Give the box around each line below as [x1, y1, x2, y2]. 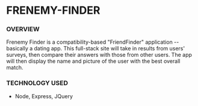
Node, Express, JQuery [14, 92, 73, 99]
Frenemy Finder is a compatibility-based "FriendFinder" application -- [6, 38, 179, 46]
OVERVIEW [6, 25, 40, 34]
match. [6, 64, 23, 71]
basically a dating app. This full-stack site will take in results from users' [6, 45, 185, 52]
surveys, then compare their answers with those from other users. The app [6, 52, 193, 59]
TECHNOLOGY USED [6, 79, 68, 87]
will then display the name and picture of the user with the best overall [6, 57, 181, 65]
